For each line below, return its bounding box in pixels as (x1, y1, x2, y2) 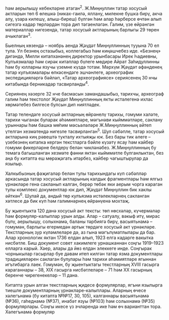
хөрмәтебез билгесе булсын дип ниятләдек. (5, 101, 101, 108)
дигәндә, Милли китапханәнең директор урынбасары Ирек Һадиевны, (5, 53, 158, 60)
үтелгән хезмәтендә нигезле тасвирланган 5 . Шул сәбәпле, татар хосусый (5, 127, 164, 134)
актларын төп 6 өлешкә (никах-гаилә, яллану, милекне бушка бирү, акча (5, 10, 162, 17)
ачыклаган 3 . (5, 32, 32, 39)
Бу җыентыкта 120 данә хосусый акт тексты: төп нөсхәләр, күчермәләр (5, 208, 160, 214)
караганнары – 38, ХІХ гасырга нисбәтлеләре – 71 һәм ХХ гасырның (5, 267, 152, 273)
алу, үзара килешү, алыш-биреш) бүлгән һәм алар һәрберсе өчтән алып (5, 16, 162, 22)
